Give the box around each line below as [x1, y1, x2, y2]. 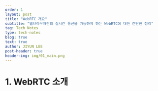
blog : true [5, 35, 28, 40]
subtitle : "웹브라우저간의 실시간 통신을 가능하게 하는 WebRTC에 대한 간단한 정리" [5, 21, 154, 26]
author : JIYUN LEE [5, 44, 43, 49]
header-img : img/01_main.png [5, 53, 65, 58]
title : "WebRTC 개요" [5, 16, 48, 21]
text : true [5, 40, 28, 45]
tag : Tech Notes [5, 26, 38, 31]
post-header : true [5, 48, 43, 53]
